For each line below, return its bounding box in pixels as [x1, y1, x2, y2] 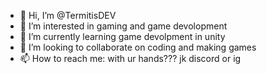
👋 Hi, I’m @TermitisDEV [19, 10, 117, 21]
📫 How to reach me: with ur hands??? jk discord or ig [19, 53, 242, 64]
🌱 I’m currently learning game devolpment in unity [19, 31, 226, 42]
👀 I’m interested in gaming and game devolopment [19, 20, 228, 32]
